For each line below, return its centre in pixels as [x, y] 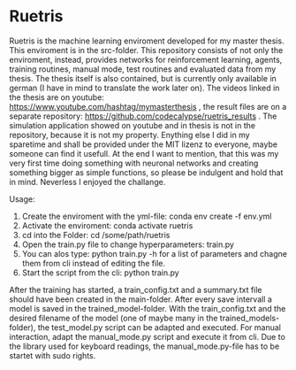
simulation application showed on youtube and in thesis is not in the [133, 125]
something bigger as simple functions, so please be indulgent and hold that [146, 172]
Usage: [22, 199]
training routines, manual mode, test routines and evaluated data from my [143, 69]
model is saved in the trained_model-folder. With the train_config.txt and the [148, 308]
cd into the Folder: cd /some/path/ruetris [96, 235]
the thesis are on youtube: [57, 97]
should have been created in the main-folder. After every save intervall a [140, 299]
